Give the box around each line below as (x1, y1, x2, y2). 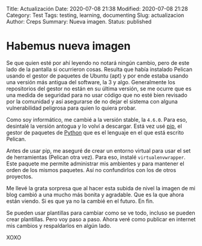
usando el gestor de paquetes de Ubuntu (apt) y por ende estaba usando (6, 72, 189, 79)
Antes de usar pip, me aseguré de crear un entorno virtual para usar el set (6, 147, 191, 154)
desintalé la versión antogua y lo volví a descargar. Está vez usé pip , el (6, 122, 183, 130)
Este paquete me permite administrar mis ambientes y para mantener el (6, 160, 184, 167)
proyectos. (6, 173, 33, 180)
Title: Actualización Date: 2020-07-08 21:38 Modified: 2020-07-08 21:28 (6, 5, 189, 12)
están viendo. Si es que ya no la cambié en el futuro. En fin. (6, 197, 154, 205)
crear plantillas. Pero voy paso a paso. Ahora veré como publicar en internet (6, 215, 196, 223)
